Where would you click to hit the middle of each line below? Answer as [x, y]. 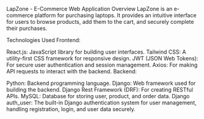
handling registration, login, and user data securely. [71, 109]
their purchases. [27, 28]
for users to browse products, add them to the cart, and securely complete [100, 22]
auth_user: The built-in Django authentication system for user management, [101, 103]
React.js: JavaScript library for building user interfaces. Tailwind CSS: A [96, 52]
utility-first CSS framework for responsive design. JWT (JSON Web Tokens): [102, 58]
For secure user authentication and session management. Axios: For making [102, 65]
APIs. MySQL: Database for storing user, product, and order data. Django [98, 96]
